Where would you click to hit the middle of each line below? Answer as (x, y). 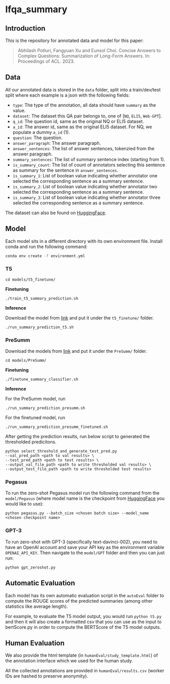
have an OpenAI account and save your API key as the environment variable (85, 547)
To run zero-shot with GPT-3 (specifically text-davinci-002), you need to (81, 542)
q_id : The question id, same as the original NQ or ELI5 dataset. (78, 121)
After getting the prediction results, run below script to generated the (78, 437)
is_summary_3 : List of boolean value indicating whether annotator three (87, 197)
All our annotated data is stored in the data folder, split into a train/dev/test (83, 89)
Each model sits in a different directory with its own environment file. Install (84, 241)
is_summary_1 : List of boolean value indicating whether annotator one (85, 175)
